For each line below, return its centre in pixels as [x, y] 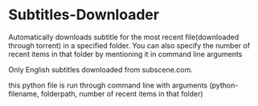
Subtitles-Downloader [84, 15]
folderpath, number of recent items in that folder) [122, 93]
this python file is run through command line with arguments [108, 85]
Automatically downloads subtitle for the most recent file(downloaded [124, 37]
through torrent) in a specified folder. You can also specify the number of [129, 45]
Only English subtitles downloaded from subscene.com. [100, 69]
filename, [24, 93]
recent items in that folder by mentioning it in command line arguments [125, 54]
